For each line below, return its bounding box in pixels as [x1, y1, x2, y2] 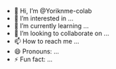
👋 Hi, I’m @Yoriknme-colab [13, 7, 93, 15]
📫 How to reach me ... [13, 37, 79, 45]
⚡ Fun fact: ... [13, 55, 53, 63]
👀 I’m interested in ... [13, 14, 74, 23]
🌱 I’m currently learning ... [13, 22, 89, 30]
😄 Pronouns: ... [13, 47, 60, 56]
